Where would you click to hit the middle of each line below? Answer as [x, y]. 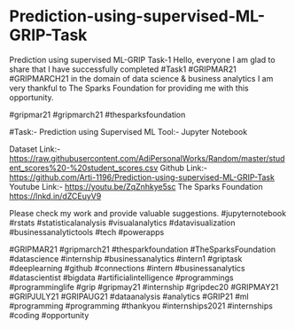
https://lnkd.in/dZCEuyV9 [55, 196]
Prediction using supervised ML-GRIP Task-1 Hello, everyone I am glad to [143, 59]
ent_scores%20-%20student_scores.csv [84, 168]
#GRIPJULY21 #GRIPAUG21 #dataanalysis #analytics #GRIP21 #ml [129, 296]
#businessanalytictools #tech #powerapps [87, 231]
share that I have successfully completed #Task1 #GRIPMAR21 [123, 69]
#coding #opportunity [49, 315]
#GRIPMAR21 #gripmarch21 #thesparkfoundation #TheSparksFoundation [143, 249]
